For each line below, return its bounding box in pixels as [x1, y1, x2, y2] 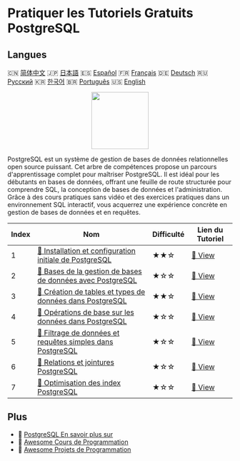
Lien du [197, 225, 224, 235]
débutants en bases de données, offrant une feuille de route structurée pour [7, 178, 232, 186]
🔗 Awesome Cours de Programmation [17, 437, 129, 446]
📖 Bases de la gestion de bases [37, 266, 142, 276]
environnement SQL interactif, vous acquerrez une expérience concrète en [7, 201, 227, 208]
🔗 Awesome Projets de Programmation [17, 445, 131, 454]
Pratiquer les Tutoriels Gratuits [7, 5, 194, 21]
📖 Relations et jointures [37, 358, 114, 367]
